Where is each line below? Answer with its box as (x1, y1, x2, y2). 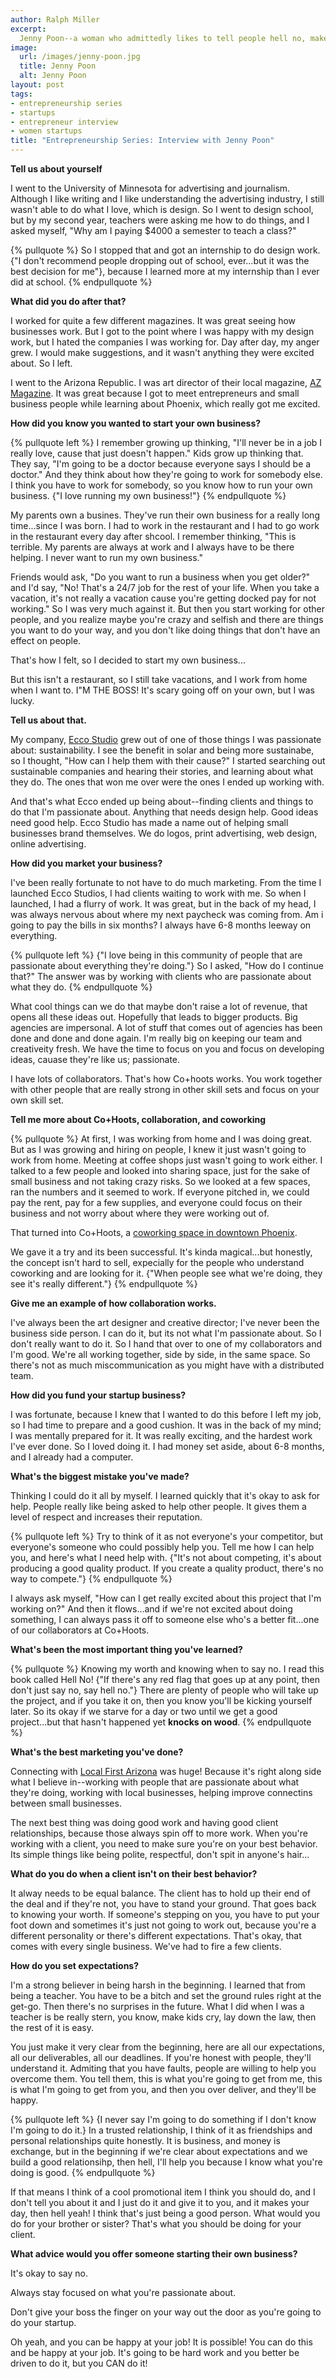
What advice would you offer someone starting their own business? (10, 2248, 298, 2260)
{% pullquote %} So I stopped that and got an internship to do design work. (10, 244, 321, 256)
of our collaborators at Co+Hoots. (10, 1624, 150, 1636)
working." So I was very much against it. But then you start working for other (10, 603, 325, 615)
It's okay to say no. (10, 2267, 88, 2279)
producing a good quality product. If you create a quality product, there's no (10, 1562, 324, 1574)
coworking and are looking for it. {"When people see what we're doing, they (10, 1267, 323, 1279)
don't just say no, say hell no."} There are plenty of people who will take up (10, 1684, 319, 1696)
